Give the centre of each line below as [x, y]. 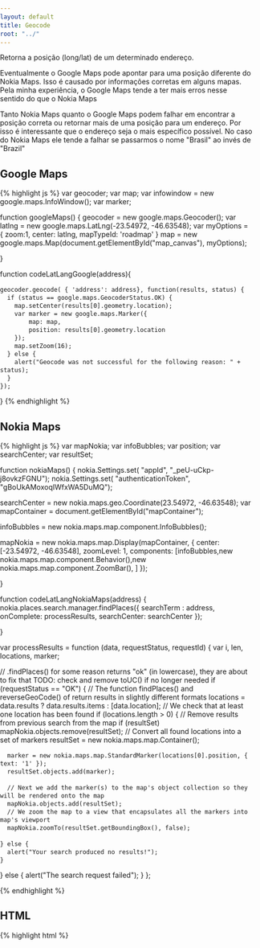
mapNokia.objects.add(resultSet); [65, 804]
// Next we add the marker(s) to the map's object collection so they [127, 788]
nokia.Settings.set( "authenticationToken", [120, 478]
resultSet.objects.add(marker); [61, 772]
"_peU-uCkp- [192, 470]
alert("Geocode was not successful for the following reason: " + [127, 363]
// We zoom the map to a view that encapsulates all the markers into [127, 812]
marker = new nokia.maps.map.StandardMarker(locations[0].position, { [127, 756]
